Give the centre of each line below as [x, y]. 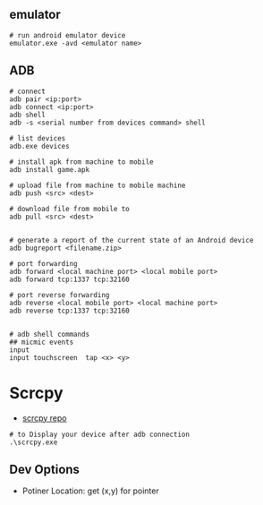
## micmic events [42, 342]
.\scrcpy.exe [34, 442]
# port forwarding [43, 263]
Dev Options [45, 469]
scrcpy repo [44, 418]
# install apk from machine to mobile [81, 162]
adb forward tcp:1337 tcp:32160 [69, 279]
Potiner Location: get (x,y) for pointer [90, 491]
